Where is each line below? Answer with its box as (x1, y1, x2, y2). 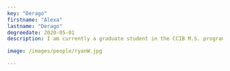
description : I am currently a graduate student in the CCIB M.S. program (7, 35, 225, 42)
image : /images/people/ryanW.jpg (7, 48, 103, 55)
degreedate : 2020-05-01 (7, 29, 75, 36)
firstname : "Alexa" (7, 16, 63, 23)
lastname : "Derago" (7, 23, 63, 29)
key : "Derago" (7, 10, 48, 17)
